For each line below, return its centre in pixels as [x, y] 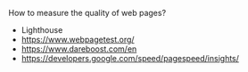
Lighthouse [42, 30]
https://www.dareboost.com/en [79, 49]
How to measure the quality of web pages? [87, 13]
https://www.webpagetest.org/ [78, 40]
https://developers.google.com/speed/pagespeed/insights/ [130, 58]
